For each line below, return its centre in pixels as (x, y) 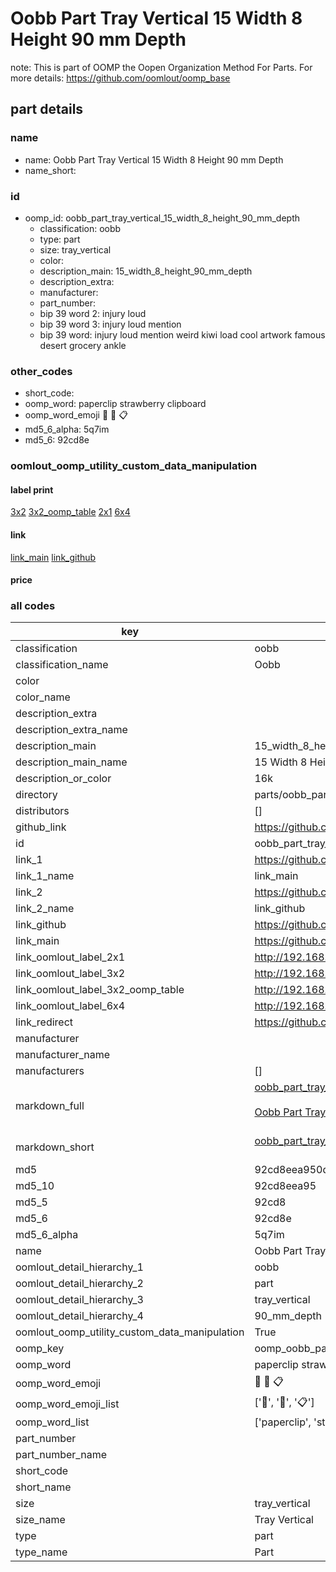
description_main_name (71, 762)
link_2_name (45, 909)
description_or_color (63, 779)
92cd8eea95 (285, 1186)
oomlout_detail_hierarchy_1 (79, 1267)
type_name (41, 1552)
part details (47, 109)
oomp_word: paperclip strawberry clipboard (115, 404)
